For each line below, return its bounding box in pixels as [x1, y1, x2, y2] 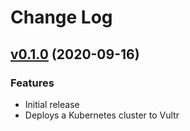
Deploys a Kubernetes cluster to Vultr [24, 109, 180, 121]
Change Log [10, 6, 113, 29]
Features [10, 76, 55, 90]
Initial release [24, 98, 80, 110]
